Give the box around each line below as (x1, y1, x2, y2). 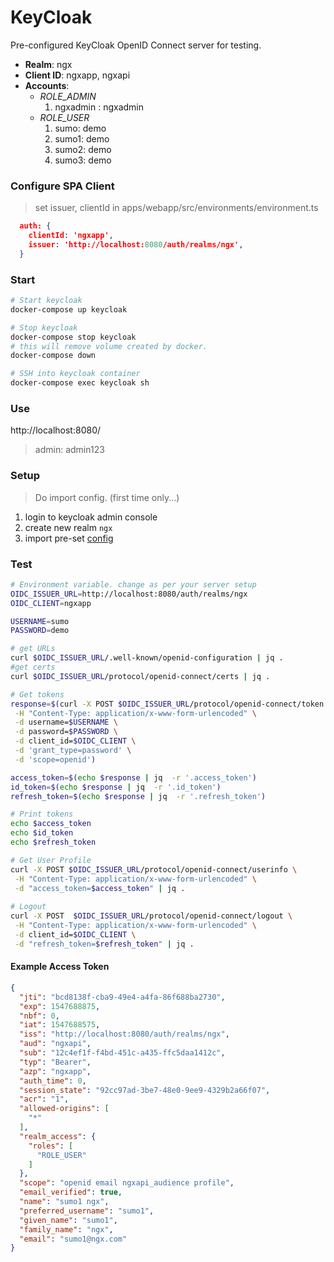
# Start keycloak (10, 296, 83, 306)
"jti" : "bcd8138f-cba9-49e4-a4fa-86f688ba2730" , (19, 992, 226, 1002)
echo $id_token (10, 828, 74, 838)
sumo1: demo (54, 132, 110, 145)
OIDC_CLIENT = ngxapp (10, 598, 92, 608)
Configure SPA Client (10, 179, 115, 193)
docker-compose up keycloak (10, 304, 128, 315)
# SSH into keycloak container (10, 369, 141, 379)
